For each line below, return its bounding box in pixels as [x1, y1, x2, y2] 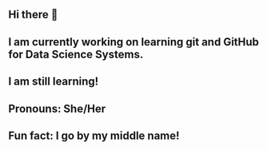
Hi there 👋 [8, 8, 58, 22]
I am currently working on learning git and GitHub [8, 35, 260, 49]
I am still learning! [8, 75, 99, 89]
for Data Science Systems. [8, 47, 144, 61]
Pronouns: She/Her [8, 101, 106, 116]
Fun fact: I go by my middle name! [8, 128, 180, 142]
